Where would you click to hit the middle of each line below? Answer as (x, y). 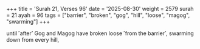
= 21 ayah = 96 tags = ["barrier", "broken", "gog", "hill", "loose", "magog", (98, 15)
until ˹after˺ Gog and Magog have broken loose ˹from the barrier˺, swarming (100, 33)
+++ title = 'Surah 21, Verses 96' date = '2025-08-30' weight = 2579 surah (100, 9)
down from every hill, (33, 40)
